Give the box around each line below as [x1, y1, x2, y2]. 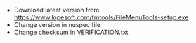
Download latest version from [13, 6, 100, 14]
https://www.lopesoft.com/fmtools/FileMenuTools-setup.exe [13, 13, 189, 21]
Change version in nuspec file [13, 21, 100, 28]
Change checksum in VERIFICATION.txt [13, 28, 129, 36]
